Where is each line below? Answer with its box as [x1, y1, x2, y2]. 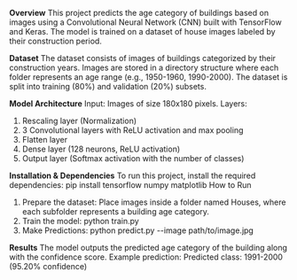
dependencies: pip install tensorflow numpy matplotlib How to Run [9, 180, 252, 190]
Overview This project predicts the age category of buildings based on [9, 8, 269, 18]
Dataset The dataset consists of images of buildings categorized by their [9, 53, 277, 63]
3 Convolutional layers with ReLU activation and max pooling [21, 125, 244, 136]
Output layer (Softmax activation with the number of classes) [21, 153, 245, 163]
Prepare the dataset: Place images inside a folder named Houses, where [21, 197, 286, 207]
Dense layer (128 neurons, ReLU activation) [21, 144, 181, 154]
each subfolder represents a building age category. [21, 206, 210, 216]
